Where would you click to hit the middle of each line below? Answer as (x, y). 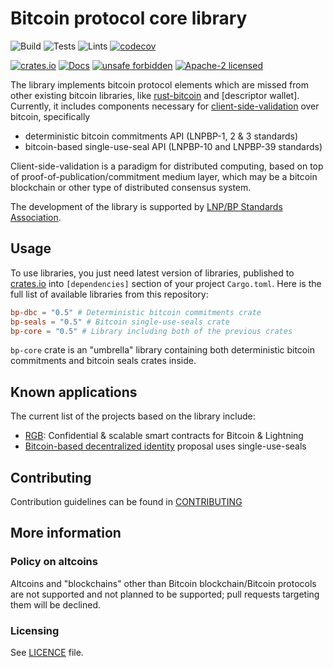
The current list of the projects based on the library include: (133, 416)
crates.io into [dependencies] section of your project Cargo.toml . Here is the (166, 283)
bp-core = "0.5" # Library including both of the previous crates (151, 331)
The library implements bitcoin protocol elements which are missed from (159, 84)
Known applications (74, 392)
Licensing (35, 630)
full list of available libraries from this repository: (109, 294)
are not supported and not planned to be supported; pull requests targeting (165, 594)
